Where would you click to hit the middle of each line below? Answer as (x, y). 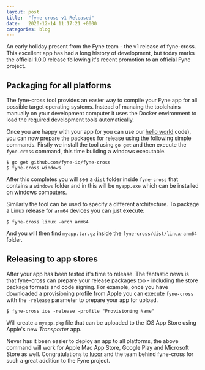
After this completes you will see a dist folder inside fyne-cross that (92, 179)
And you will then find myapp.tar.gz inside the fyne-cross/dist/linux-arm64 (102, 233)
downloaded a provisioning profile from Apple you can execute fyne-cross (100, 293)
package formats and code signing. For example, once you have (87, 287)
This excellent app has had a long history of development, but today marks (100, 53)
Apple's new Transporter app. (44, 329)
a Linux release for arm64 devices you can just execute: (76, 211)
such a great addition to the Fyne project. (58, 360)
